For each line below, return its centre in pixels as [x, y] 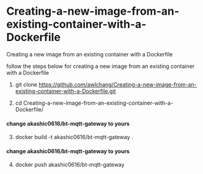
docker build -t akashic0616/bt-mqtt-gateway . [74, 137]
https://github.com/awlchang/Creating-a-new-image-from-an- [118, 85]
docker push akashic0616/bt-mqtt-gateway [70, 165]
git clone [26, 85]
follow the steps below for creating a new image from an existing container [101, 66]
